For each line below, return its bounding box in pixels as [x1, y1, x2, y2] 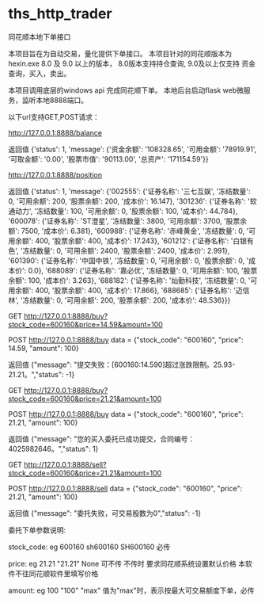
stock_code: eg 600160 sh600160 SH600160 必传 [8, 542, 171, 551]
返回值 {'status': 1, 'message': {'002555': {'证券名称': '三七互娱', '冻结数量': [8, 186, 251, 196]
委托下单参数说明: [8, 525, 66, 535]
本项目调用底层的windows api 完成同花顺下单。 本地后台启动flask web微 [8, 85, 244, 95]
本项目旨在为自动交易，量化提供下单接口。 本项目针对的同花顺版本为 [8, 48, 232, 58]
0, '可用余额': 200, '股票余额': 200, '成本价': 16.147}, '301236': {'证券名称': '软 [8, 196, 257, 206]
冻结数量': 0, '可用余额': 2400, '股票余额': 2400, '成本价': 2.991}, [22, 246, 230, 255]
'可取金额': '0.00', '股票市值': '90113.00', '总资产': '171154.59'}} [8, 154, 209, 163]
